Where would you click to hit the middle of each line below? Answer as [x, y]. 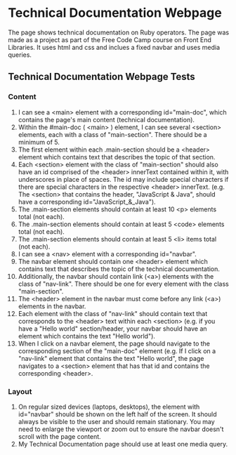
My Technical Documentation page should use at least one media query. [123, 444]
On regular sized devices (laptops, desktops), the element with [109, 407]
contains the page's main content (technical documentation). [106, 119]
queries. [20, 55]
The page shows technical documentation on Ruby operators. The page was [119, 32]
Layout [20, 391]
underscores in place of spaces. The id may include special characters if [123, 179]
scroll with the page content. [59, 436]
